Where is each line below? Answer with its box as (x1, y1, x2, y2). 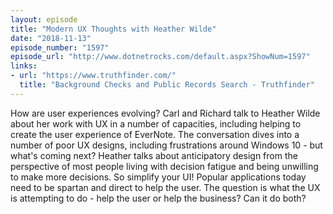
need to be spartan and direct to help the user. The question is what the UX (10, 181, 321, 193)
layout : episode (10, 14, 78, 25)
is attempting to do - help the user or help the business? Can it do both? (10, 192, 307, 204)
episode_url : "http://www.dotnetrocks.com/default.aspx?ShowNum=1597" (10, 52, 311, 62)
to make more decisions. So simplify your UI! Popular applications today (10, 171, 307, 183)
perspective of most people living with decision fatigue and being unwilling (10, 160, 319, 172)
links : (10, 61, 38, 71)
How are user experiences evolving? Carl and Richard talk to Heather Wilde (10, 107, 321, 119)
